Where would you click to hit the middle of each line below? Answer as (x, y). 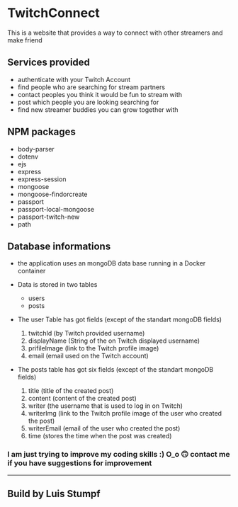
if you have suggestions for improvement (80, 463)
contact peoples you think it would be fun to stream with (100, 94)
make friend (25, 40)
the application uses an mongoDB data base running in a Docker (112, 263)
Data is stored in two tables (57, 285)
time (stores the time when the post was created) (100, 436)
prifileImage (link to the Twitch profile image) (93, 348)
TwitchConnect (54, 13)
